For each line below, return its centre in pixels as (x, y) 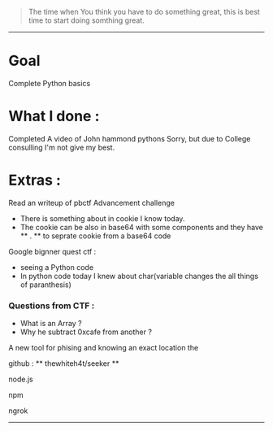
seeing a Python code (57, 267)
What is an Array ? (51, 324)
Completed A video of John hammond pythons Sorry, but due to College (130, 138)
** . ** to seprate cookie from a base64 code (95, 236)
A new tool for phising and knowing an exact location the (104, 348)
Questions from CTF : (52, 306)
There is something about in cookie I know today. (102, 218)
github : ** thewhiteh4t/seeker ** (64, 364)
